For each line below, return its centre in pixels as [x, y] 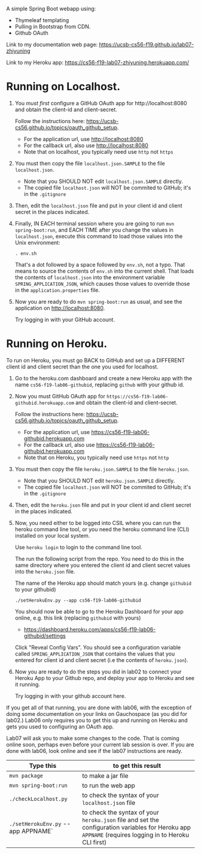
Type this [43, 765]
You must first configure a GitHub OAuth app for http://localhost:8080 [101, 103]
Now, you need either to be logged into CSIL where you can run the [98, 523]
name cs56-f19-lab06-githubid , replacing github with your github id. [99, 385]
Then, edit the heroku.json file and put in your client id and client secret [103, 505]
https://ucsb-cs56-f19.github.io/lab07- [147, 45]
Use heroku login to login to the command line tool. [78, 547]
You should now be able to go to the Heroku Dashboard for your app [99, 611]
